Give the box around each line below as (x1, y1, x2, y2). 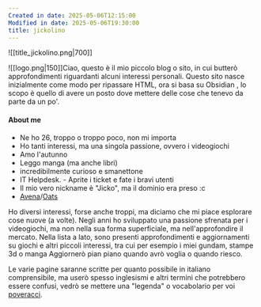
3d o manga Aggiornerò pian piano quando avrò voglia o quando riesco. (8, 248, 243, 258)
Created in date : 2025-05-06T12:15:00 (8, 11, 136, 20)
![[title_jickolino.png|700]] (8, 48, 93, 58)
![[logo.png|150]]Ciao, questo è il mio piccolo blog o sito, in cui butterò (8, 63, 238, 73)
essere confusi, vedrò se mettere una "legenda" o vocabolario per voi (8, 281, 236, 290)
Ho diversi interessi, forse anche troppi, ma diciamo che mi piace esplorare (8, 207, 253, 216)
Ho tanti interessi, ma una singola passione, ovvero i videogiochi (19, 141, 229, 150)
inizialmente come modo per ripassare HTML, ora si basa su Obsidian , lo (8, 80, 247, 89)
